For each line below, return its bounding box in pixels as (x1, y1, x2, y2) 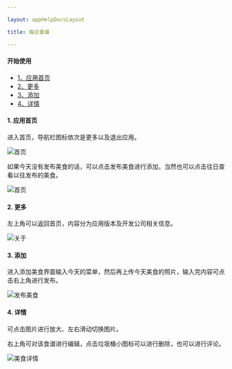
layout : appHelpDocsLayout (7, 16, 85, 23)
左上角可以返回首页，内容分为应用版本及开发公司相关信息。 (7, 219, 177, 228)
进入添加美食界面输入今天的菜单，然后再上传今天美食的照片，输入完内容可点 (7, 268, 225, 276)
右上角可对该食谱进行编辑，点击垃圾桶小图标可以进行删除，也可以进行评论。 (7, 339, 225, 348)
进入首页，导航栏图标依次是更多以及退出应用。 (7, 132, 140, 141)
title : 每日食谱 (7, 28, 50, 35)
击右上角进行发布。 (7, 277, 62, 285)
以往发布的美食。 (12, 170, 62, 179)
